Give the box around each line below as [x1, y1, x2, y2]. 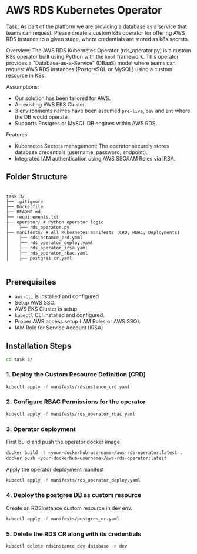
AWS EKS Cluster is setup [14, 305, 78, 312]
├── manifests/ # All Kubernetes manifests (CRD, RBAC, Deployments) [6, 229, 181, 235]
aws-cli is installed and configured [14, 292, 99, 300]
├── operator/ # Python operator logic [6, 219, 104, 225]
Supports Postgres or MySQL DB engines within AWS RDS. [14, 119, 158, 126]
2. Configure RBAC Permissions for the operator [6, 398, 146, 406]
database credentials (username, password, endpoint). [14, 148, 148, 156]
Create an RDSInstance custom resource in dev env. [6, 504, 132, 512]
